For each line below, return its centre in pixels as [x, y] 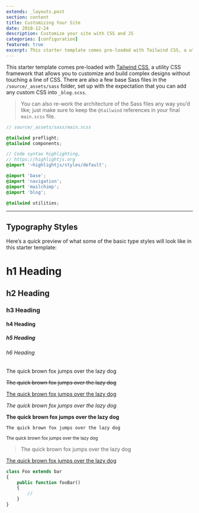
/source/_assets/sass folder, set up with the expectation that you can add [96, 86]
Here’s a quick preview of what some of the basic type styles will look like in [99, 241]
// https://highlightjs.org [41, 160]
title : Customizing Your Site [44, 23]
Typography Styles [42, 227]
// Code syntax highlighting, [44, 154]
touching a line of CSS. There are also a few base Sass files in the [86, 79]
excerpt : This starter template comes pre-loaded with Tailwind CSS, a [96, 50]
